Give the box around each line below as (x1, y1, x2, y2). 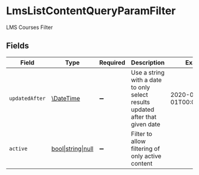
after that (131, 112, 157, 121)
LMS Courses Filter (6, 24, 53, 31)
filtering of (131, 144, 160, 153)
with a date (131, 76, 162, 84)
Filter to (131, 129, 153, 138)
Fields (6, 41, 30, 51)
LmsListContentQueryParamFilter (6, 4, 176, 18)
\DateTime (51, 94, 81, 102)
